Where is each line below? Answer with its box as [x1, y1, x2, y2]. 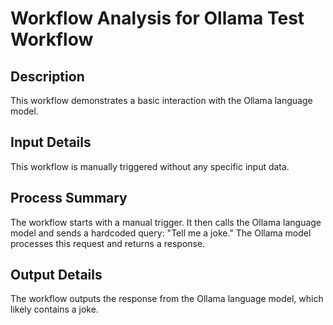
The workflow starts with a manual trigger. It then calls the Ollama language [10, 216, 322, 228]
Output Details [10, 267, 103, 284]
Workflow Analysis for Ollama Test [10, 7, 305, 30]
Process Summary [10, 190, 128, 207]
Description [10, 68, 85, 85]
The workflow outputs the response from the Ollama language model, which [10, 293, 324, 305]
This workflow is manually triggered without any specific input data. [10, 160, 290, 172]
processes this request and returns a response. [10, 237, 206, 249]
